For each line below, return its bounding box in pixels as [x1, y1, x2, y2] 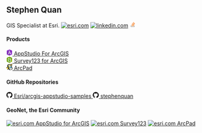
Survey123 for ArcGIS [13, 57, 68, 64]
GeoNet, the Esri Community [6, 106, 80, 114]
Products [6, 36, 30, 43]
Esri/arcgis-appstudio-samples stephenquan [13, 92, 134, 100]
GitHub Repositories [6, 78, 59, 86]
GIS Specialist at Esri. [6, 21, 60, 29]
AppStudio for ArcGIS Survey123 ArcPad [35, 120, 196, 127]
